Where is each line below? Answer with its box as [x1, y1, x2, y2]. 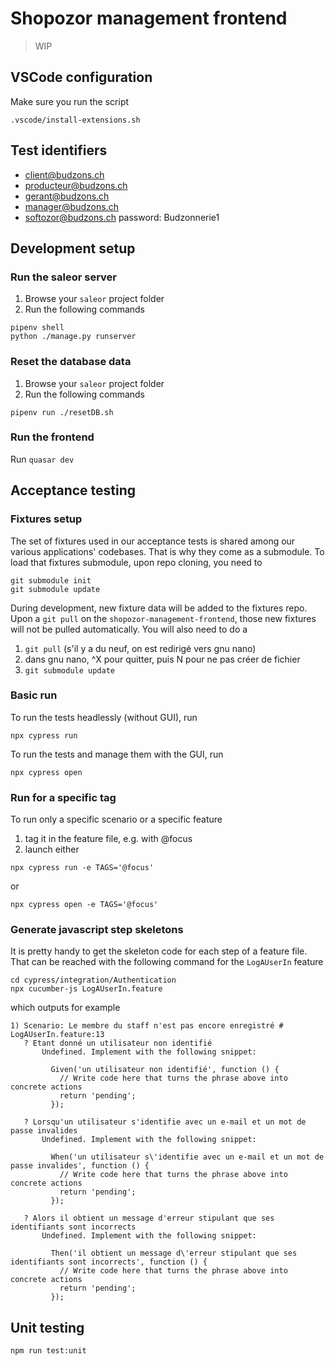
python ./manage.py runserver [10, 332, 137, 342]
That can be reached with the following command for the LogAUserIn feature [10, 956, 324, 968]
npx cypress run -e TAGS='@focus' [10, 863, 155, 873]
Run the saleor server [10, 270, 117, 284]
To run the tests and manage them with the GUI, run [10, 748, 224, 760]
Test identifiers [10, 142, 108, 159]
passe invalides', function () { [10, 1161, 150, 1171]
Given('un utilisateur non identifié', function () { [50, 1065, 280, 1075]
